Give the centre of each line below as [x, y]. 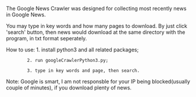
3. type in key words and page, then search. [84, 71]
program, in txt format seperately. [47, 38]
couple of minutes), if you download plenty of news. [69, 88]
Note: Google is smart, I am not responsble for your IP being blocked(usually [98, 82]
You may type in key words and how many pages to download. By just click [97, 26]
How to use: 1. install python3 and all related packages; [73, 50]
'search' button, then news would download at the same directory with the [96, 32]
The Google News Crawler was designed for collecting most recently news [96, 8]
